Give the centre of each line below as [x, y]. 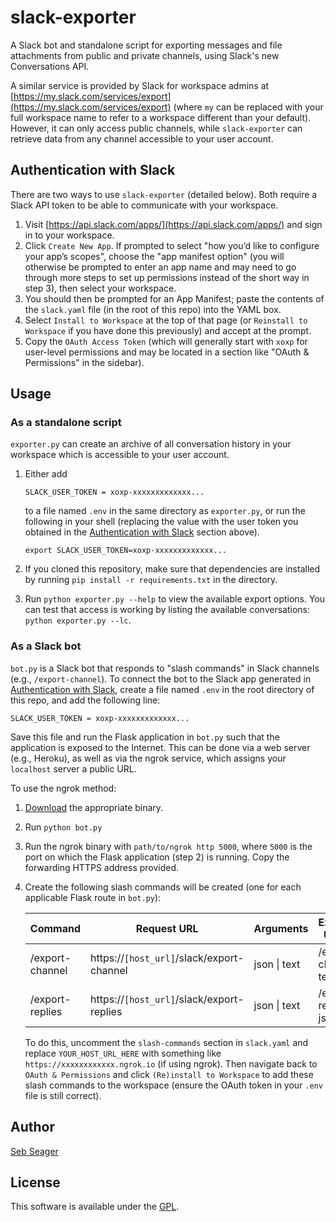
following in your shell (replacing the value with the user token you [161, 522]
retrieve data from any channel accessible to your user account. [142, 138]
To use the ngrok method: [63, 788]
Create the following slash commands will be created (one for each [163, 887]
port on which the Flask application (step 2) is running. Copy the [157, 857]
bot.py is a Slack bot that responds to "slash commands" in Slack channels [165, 668]
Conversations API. [50, 66]
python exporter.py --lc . [78, 620]
